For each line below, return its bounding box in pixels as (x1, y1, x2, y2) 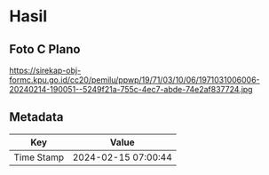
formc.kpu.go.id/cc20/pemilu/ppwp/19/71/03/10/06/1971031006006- (9, 75, 260, 85)
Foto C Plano (9, 42, 81, 57)
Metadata (9, 109, 64, 125)
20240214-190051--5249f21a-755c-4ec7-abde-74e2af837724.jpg (9, 84, 253, 94)
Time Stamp (13, 151, 65, 163)
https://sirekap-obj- (9, 65, 82, 76)
